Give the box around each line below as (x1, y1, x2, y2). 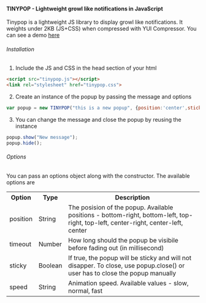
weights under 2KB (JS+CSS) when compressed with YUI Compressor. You (6, 25, 197, 32)
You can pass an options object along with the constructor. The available (6, 172, 190, 179)
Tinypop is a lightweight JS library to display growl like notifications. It (6, 18, 183, 26)
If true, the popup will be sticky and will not (68, 253, 192, 262)
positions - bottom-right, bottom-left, (68, 211, 178, 219)
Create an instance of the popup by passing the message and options (15, 93, 192, 100)
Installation (6, 45, 35, 53)
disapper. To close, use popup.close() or (68, 261, 185, 269)
